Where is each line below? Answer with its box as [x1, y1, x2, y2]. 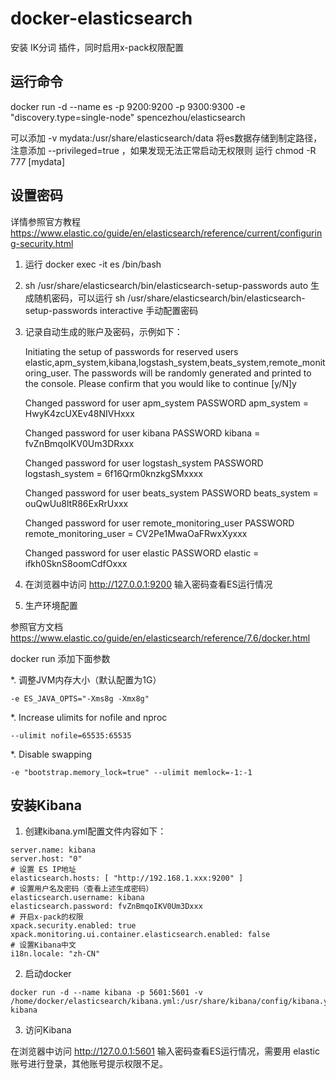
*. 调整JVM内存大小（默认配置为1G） [10, 673, 162, 686]
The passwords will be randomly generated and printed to [73, 367, 312, 379]
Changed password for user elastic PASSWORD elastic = [24, 547, 260, 559]
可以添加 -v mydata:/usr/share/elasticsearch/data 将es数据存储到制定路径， [10, 132, 323, 144]
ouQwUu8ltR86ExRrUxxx [24, 497, 129, 509]
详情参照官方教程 [10, 215, 81, 227]
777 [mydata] [10, 155, 66, 167]
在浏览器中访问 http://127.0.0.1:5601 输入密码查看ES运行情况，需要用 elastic [10, 1045, 320, 1057]
